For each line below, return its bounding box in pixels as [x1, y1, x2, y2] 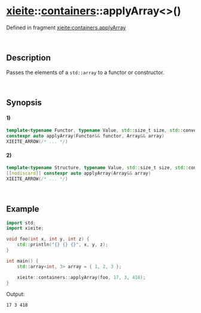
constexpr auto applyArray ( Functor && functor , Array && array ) [6, 133, 165, 139]
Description [6, 53, 51, 63]
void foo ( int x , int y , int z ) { [6, 236, 90, 243]
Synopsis [6, 97, 42, 108]
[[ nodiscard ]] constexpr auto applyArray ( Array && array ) [6, 170, 151, 177]
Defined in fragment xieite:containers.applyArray [6, 24, 126, 31]
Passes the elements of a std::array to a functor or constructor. [6, 69, 165, 76]
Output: [6, 291, 25, 298]
